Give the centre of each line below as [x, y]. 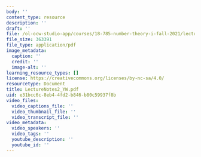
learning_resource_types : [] [42, 73]
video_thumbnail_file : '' [44, 112]
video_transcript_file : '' [45, 117]
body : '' [17, 12]
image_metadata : [26, 51]
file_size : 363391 [29, 39]
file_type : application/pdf [41, 45]
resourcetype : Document [36, 84]
